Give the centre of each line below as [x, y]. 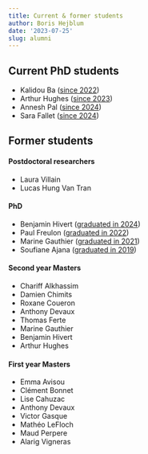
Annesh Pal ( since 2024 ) [61, 107]
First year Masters [39, 364]
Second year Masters [45, 268]
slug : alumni [30, 38]
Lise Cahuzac [42, 399]
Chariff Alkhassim [49, 286]
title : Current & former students [66, 16]
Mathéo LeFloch [47, 425]
